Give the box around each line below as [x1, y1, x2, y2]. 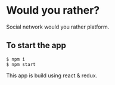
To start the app [6, 40, 67, 51]
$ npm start [6, 61, 36, 67]
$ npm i [6, 56, 26, 62]
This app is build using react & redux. [6, 72, 98, 79]
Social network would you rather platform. [6, 23, 110, 30]
